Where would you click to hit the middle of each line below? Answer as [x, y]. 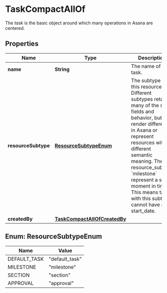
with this [141, 198]
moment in [143, 186]
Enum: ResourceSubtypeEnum [54, 237]
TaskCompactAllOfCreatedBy [90, 219]
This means [145, 192]
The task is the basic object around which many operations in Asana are [79, 23]
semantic [142, 155]
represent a [144, 180]
